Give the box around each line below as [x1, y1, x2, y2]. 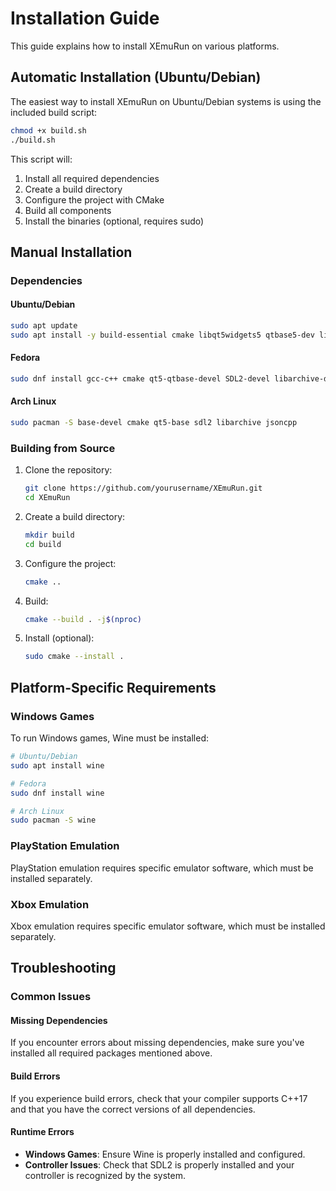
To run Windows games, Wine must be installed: [10, 732, 210, 744]
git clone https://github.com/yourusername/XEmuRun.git [24, 483, 263, 494]
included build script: [10, 106, 98, 118]
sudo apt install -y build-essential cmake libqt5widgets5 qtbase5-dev [10, 330, 315, 340]
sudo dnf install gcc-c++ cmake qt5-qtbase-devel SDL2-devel [10, 373, 271, 384]
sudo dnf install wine [10, 788, 105, 798]
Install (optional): [24, 632, 95, 644]
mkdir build [24, 530, 75, 540]
